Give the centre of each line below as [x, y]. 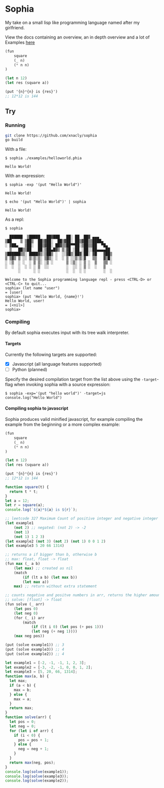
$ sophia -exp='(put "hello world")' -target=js [55, 393]
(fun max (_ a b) [23, 564]
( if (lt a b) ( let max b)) [50, 577]
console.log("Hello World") [34, 397]
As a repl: [15, 219]
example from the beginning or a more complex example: [62, 425]
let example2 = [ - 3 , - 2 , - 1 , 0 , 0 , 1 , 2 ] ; [49, 667]
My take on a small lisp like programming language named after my [72, 22]
